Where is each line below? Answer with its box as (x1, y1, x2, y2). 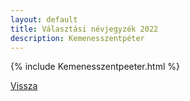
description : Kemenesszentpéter (10, 33, 145, 43)
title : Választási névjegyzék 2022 (10, 24, 159, 34)
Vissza (10, 80, 38, 92)
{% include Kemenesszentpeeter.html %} (10, 61, 180, 73)
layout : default (10, 14, 78, 25)
